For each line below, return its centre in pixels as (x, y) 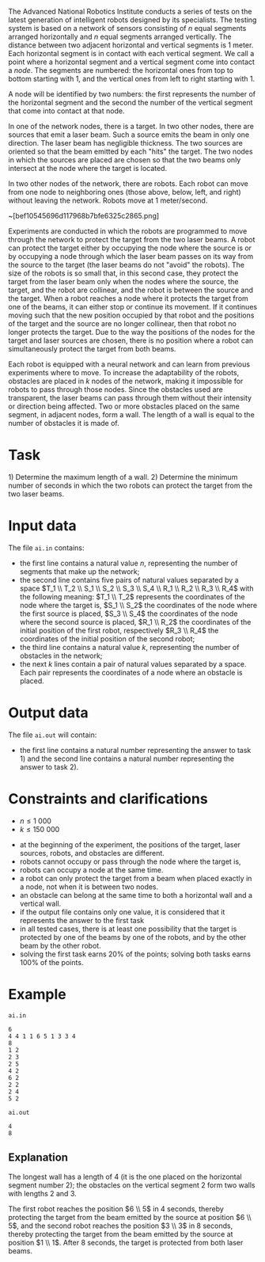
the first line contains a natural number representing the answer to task (135, 750)
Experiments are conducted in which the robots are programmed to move (128, 231)
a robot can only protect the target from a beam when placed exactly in (136, 878)
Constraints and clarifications (108, 799)
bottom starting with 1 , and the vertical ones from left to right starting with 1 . (132, 79)
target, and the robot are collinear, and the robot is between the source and (131, 290)
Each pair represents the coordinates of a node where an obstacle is (131, 672)
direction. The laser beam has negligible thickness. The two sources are (125, 143)
